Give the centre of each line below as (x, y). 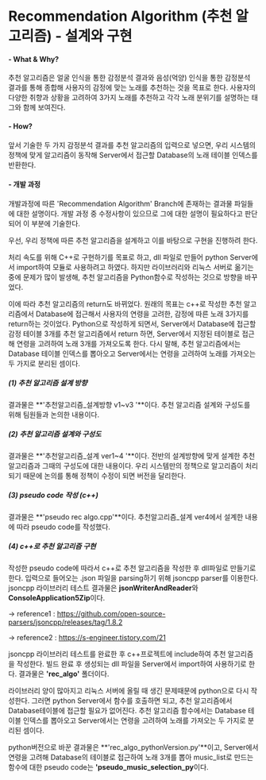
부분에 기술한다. (56, 223)
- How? (21, 126)
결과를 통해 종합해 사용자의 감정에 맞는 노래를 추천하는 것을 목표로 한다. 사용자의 (132, 87)
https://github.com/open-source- (111, 613)
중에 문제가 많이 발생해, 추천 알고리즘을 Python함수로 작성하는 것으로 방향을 (126, 277)
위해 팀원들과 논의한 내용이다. (54, 415)
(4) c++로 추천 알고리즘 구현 (52, 546)
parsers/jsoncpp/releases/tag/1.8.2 (66, 622)
